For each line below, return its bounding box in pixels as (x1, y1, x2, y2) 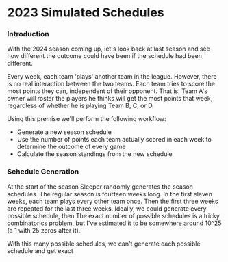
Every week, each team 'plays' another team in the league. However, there (7, 73, 217, 81)
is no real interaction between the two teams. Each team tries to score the (7, 80, 216, 88)
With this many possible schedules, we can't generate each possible (7, 239, 201, 248)
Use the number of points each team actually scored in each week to (16, 135, 212, 144)
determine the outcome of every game (16, 142, 126, 151)
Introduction (7, 29, 49, 39)
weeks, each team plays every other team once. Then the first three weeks (7, 197, 218, 205)
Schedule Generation (7, 167, 79, 176)
